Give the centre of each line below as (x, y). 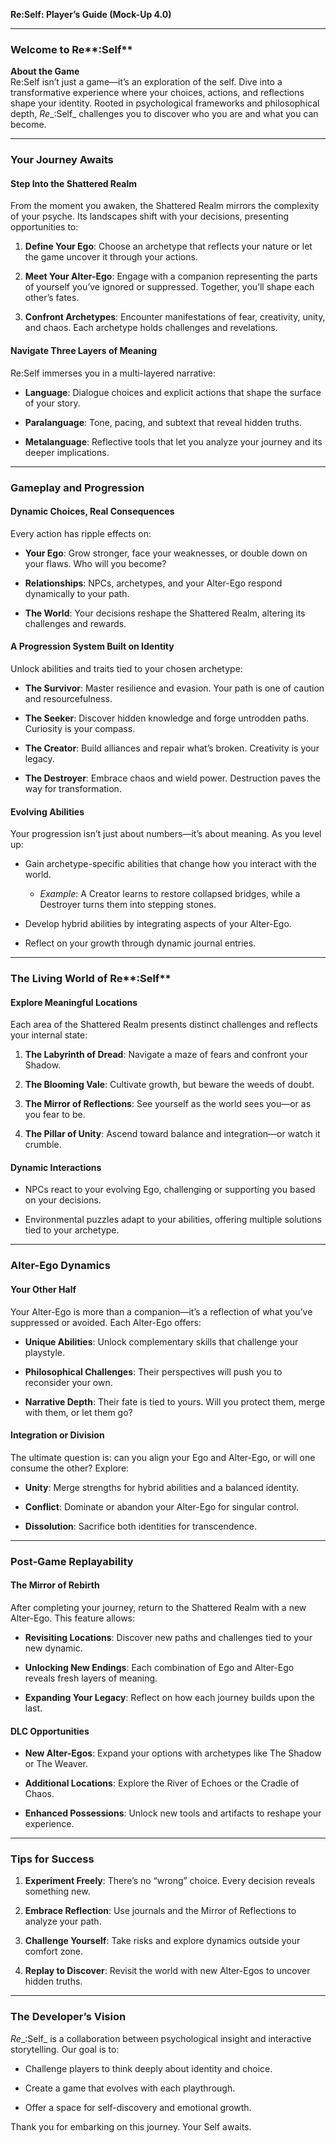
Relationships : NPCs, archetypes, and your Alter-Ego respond (153, 583)
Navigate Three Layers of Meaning (84, 351)
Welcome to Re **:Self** (71, 49)
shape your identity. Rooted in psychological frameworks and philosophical (165, 103)
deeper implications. (67, 452)
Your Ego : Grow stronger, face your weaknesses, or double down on (166, 553)
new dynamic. (53, 1648)
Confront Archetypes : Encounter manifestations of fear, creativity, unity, (175, 317)
